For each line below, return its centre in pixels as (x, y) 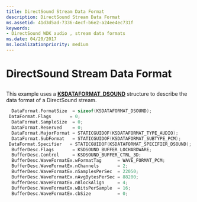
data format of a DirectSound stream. (51, 100)
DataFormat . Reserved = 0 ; (47, 128)
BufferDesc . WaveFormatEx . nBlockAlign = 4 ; (70, 183)
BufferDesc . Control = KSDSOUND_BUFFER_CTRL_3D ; (77, 155)
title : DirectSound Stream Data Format (55, 12)
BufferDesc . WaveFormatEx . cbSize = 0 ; (70, 193)
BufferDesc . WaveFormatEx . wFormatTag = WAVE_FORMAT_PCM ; (88, 161)
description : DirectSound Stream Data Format (63, 17)
